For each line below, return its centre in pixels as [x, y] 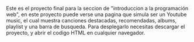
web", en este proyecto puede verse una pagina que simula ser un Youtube [96, 14]
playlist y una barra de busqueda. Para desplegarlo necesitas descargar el [96, 26]
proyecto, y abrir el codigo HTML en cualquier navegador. [76, 33]
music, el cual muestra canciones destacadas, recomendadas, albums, [91, 20]
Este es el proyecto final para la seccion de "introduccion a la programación [97, 8]
